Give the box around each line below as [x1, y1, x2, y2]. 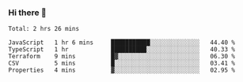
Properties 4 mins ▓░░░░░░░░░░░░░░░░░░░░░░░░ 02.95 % [8, 66, 236, 74]
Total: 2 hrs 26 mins [8, 25, 80, 33]
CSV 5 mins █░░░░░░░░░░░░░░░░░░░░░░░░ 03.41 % [8, 59, 236, 68]
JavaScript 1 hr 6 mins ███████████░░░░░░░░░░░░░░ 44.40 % [8, 39, 236, 47]
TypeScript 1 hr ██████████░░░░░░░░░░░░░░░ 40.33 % [8, 46, 236, 54]
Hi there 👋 [8, 7, 47, 18]
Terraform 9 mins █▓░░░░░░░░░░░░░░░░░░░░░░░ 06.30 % [8, 53, 236, 61]
